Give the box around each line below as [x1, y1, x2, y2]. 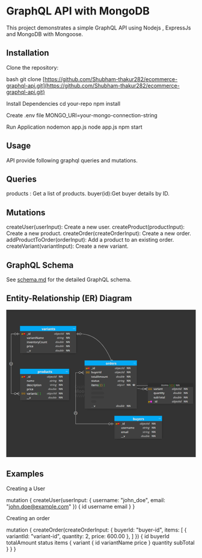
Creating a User [6, 485, 46, 492]
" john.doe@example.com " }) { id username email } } [6, 503, 135, 510]
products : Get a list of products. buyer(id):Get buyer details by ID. [6, 190, 170, 197]
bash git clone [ [6, 75, 45, 82]
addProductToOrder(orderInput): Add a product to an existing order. [6, 236, 174, 244]
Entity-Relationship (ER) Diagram [6, 293, 132, 304]
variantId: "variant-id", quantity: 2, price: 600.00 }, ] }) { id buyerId [6, 532, 170, 539]
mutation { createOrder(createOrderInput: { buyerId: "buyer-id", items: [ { [6, 526, 187, 533]
